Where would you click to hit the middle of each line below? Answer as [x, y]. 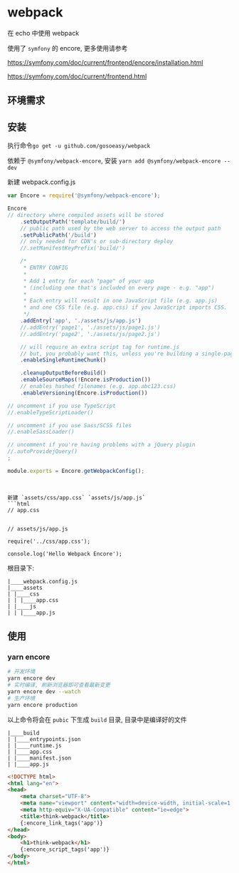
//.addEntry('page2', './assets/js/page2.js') [90, 334]
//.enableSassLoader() [41, 432]
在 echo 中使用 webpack [43, 33]
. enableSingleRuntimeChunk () [63, 360]
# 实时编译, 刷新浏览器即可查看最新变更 [59, 685]
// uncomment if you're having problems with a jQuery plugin [101, 445]
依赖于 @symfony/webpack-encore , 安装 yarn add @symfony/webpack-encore [114, 160]
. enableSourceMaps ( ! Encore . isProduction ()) [86, 380]
